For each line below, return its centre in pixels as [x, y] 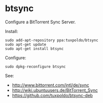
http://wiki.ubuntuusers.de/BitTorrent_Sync [55, 90]
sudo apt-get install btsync [34, 49]
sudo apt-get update [26, 44]
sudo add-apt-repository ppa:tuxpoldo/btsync [51, 40]
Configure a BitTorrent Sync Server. [40, 22]
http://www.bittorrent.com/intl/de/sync [51, 85]
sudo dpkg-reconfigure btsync [36, 67]
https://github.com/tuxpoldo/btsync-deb [52, 95]
